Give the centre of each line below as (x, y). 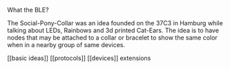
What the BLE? (28, 10)
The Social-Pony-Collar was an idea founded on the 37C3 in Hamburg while (115, 23)
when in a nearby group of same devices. (66, 45)
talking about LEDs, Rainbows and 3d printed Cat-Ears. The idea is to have (113, 30)
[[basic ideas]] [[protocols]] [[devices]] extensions (79, 58)
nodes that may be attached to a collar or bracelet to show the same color (112, 38)
